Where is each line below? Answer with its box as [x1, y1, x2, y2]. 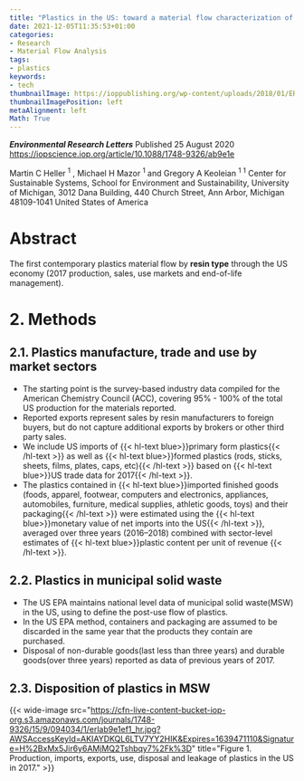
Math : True [9, 114, 51, 123]
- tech [9, 81, 34, 90]
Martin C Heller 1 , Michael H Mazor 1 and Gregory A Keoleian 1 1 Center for [9, 167, 287, 178]
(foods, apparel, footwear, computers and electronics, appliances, [22, 489, 269, 500]
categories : [9, 30, 54, 39]
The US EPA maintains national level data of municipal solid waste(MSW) [22, 596, 294, 607]
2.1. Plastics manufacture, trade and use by [9, 345, 258, 360]
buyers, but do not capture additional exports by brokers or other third [22, 422, 285, 433]
